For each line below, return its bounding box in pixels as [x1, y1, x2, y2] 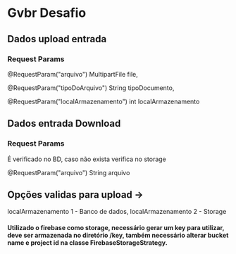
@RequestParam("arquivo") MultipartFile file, [7, 70, 139, 78]
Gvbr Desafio [7, 5, 87, 21]
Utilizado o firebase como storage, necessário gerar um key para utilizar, [7, 223, 225, 231]
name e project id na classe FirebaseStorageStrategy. [7, 238, 168, 247]
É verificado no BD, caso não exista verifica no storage [7, 155, 167, 163]
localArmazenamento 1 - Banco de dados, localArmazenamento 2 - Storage [7, 208, 227, 216]
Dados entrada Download [7, 118, 121, 129]
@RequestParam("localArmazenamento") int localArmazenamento [7, 97, 200, 106]
